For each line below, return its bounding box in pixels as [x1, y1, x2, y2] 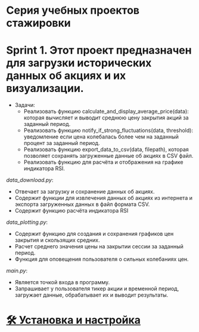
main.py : [6, 267, 28, 275]
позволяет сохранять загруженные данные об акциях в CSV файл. [23, 152, 194, 159]
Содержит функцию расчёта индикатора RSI [14, 207, 129, 214]
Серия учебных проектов [6, 4, 140, 17]
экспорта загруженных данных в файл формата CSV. [14, 201, 150, 208]
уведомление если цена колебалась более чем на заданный [23, 133, 179, 140]
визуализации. [6, 82, 85, 96]
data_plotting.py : [6, 219, 48, 226]
